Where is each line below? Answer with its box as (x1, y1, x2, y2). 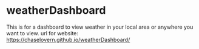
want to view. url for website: (6, 29, 79, 36)
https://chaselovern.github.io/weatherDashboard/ (6, 36, 130, 43)
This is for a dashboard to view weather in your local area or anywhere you (6, 23, 194, 30)
